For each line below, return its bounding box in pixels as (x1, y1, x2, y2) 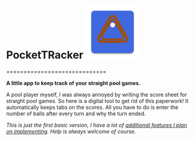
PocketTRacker (6, 48, 83, 62)
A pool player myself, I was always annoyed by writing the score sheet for (6, 91, 187, 98)
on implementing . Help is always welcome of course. (6, 127, 136, 135)
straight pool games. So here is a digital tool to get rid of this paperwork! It (6, 97, 189, 104)
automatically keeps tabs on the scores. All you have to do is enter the (6, 104, 179, 111)
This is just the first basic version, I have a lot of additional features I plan (6, 121, 187, 129)
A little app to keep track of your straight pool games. (6, 79, 141, 86)
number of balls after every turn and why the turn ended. (6, 109, 146, 117)
